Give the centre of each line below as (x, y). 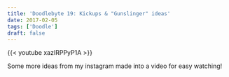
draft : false (26, 33)
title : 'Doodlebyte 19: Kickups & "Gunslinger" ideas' (89, 14)
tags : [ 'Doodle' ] (33, 26)
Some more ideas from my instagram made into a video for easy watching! (115, 66)
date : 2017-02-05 (33, 20)
